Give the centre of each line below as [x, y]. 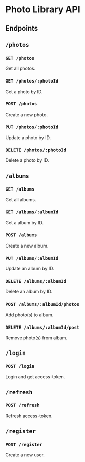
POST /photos [21, 104]
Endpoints [22, 28]
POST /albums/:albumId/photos [42, 304]
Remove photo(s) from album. [36, 338]
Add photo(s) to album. [29, 315]
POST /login [20, 366]
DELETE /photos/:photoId [36, 150]
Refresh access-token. [29, 416]
